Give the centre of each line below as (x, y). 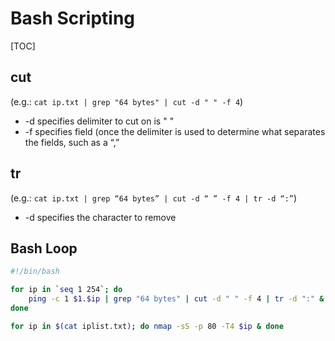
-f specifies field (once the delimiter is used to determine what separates (175, 131)
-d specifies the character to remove (100, 217)
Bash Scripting (73, 18)
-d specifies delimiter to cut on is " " (99, 121)
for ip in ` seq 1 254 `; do (66, 290)
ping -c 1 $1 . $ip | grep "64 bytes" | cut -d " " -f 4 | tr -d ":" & (176, 299)
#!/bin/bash (35, 272)
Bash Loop (44, 248)
